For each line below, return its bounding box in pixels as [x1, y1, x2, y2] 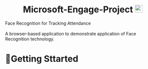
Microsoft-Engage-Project [23, 4, 133, 15]
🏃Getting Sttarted [5, 53, 78, 65]
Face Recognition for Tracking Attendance [5, 20, 91, 26]
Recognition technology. [5, 36, 55, 42]
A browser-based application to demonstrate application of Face [5, 31, 137, 36]
